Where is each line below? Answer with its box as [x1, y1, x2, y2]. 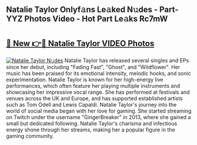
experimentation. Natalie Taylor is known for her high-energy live [6, 76, 163, 83]
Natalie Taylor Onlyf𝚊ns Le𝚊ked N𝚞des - [6, 5, 158, 15]
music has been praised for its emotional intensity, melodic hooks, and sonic [6, 70, 191, 77]
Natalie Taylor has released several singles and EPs [64, 57, 189, 64]
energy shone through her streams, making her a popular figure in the [6, 126, 175, 133]
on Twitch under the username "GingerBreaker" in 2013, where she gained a [6, 114, 191, 120]
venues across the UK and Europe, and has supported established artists [6, 95, 183, 102]
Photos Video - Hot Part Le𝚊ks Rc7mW [24, 14, 168, 24]
